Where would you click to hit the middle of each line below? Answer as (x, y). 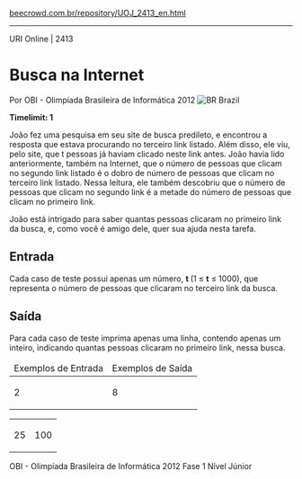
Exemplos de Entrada (58, 368)
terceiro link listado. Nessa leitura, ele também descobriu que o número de (147, 182)
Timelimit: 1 (31, 117)
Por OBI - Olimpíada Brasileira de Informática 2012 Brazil (124, 100)
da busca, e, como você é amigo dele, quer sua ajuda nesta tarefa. (133, 228)
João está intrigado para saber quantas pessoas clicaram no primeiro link (145, 218)
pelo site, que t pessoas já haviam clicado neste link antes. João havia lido (147, 154)
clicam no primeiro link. (53, 201)
